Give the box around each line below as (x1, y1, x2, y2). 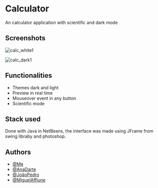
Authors (5, 148, 31, 156)
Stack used (5, 115, 41, 123)
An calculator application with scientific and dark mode (5, 19, 118, 25)
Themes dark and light (12, 84, 59, 90)
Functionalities (5, 71, 52, 80)
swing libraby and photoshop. (5, 133, 66, 140)
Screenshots (5, 34, 46, 42)
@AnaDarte (12, 167, 36, 173)
